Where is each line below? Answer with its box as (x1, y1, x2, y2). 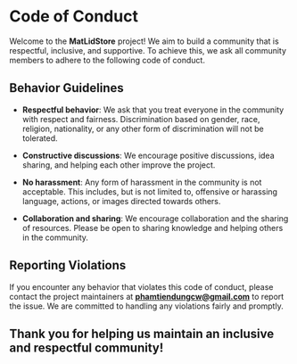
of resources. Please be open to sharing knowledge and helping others (21, 222, 284, 233)
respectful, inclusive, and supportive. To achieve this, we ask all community (9, 45, 287, 55)
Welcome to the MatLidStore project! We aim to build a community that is (9, 36, 279, 46)
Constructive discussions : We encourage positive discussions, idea (21, 150, 275, 161)
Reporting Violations (9, 258, 127, 273)
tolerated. (21, 132, 58, 144)
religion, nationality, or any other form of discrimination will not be (21, 123, 265, 134)
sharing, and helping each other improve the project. (21, 159, 216, 170)
